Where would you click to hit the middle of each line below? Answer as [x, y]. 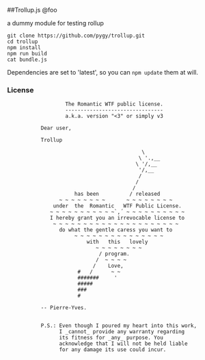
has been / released [117, 194]
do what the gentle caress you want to [116, 230]
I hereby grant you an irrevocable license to [118, 218]
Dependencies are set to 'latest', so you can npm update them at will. [102, 72]
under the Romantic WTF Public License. [118, 206]
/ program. [114, 254]
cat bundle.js [27, 60]
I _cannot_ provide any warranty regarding [122, 332]
